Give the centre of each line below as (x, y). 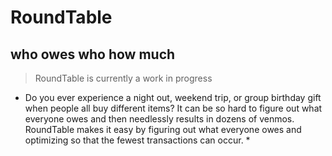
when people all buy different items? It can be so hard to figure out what (173, 108)
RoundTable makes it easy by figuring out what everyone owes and (163, 129)
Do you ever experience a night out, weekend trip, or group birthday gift (173, 97)
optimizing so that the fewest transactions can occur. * (137, 140)
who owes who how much (93, 54)
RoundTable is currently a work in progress (123, 78)
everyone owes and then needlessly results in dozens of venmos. (159, 119)
